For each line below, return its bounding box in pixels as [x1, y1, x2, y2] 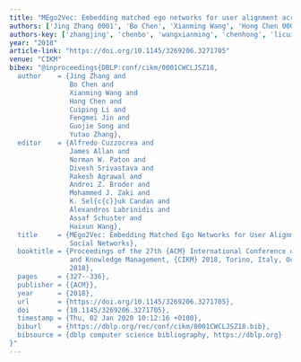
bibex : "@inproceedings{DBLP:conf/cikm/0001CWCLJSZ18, [9, 64, 219, 73]
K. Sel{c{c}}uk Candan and [69, 197, 170, 207]
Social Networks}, [69, 239, 139, 248]
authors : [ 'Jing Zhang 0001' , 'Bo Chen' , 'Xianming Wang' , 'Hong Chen [9, 22, 279, 31]
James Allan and [69, 146, 130, 155]
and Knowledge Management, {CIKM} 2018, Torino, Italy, [69, 255, 282, 265]
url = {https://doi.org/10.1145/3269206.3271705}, [17, 297, 235, 306]
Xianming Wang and [69, 88, 139, 97]
